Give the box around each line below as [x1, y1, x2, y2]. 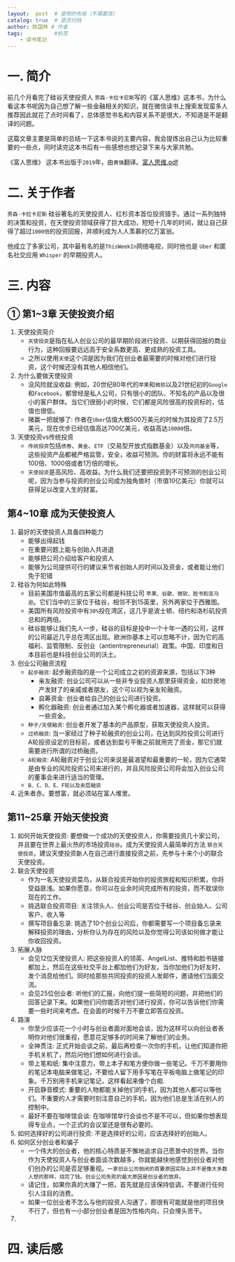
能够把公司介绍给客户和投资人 [27, 554, 114, 562]
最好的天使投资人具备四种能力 [17, 527, 104, 536]
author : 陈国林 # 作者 [7, 23, 69, 30]
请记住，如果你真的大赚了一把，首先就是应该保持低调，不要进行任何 [27, 1180, 225, 1188]
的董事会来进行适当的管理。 [27, 772, 108, 781]
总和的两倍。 [27, 615, 65, 623]
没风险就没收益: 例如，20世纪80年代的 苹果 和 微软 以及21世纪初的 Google [27, 380, 228, 389]
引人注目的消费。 [27, 1188, 78, 1198]
